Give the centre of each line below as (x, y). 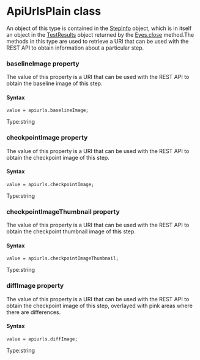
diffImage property (35, 286)
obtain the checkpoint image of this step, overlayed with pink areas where (99, 306)
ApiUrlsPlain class (54, 11)
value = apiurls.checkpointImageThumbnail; (63, 258)
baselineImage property (43, 64)
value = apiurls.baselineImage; (47, 111)
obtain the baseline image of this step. (54, 83)
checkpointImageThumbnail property (63, 211)
